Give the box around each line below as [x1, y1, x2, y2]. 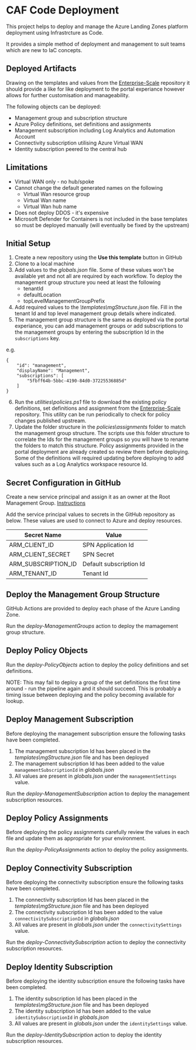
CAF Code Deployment [6, 4, 119, 17]
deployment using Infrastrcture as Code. [6, 29, 104, 36]
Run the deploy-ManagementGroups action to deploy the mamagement [6, 623, 178, 630]
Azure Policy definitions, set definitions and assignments [14, 121, 152, 128]
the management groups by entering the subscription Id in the [14, 329, 164, 336]
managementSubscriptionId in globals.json [14, 766, 114, 773]
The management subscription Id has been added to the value [14, 760, 165, 767]
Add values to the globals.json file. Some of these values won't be [14, 266, 174, 273]
